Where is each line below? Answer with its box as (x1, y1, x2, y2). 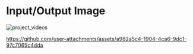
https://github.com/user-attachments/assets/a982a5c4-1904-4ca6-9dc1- (6, 35, 187, 42)
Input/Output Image (6, 4, 106, 18)
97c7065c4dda (6, 42, 43, 49)
